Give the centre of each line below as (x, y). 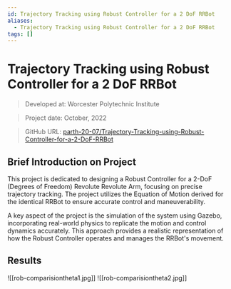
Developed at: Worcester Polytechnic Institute (92, 104)
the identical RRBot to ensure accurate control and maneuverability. (106, 202)
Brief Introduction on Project (72, 162)
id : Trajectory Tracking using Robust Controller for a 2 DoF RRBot (111, 14)
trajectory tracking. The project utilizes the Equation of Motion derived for (115, 194)
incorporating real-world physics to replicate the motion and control (107, 223)
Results (25, 261)
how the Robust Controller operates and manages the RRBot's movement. (116, 238)
